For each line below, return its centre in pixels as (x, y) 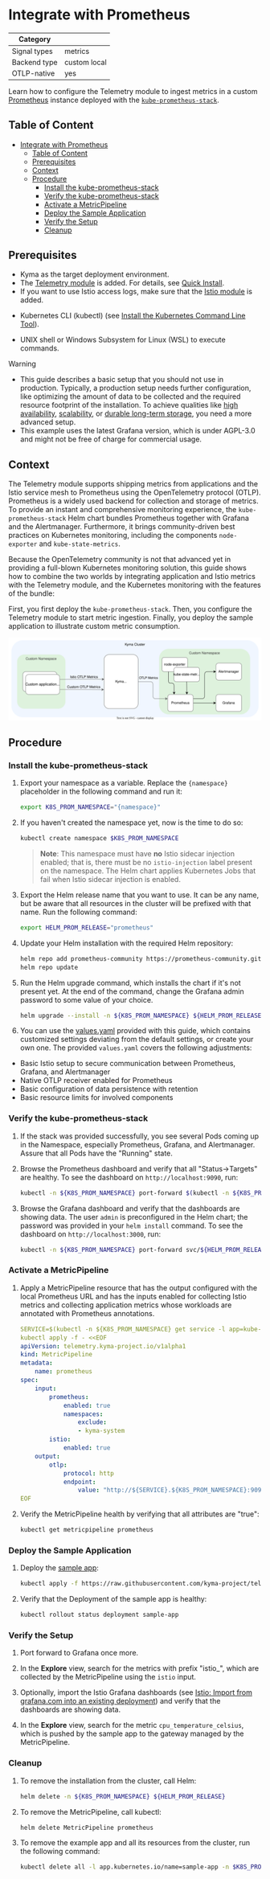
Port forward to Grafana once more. (79, 1653)
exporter (23, 544)
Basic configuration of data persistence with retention (109, 1089)
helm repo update (49, 967)
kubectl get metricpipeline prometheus (87, 1530)
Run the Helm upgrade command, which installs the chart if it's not (130, 983)
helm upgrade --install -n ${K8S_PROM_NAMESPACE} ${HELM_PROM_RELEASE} (142, 1015)
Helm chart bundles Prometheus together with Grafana (158, 518)
